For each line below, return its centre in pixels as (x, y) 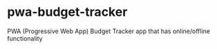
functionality (25, 38)
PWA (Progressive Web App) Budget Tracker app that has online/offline (109, 31)
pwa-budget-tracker (67, 12)
